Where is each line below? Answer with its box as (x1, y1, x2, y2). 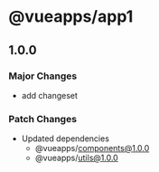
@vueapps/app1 (8, 6, 134, 27)
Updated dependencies (21, 133, 110, 144)
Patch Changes (8, 112, 78, 125)
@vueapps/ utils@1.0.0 (34, 152, 118, 164)
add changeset (21, 90, 79, 100)
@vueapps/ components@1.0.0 (34, 143, 150, 154)
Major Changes (8, 70, 78, 82)
